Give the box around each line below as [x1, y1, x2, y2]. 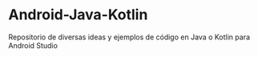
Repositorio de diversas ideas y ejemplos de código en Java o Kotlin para [8, 32, 251, 42]
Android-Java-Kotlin [8, 6, 148, 24]
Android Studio [8, 40, 58, 50]
